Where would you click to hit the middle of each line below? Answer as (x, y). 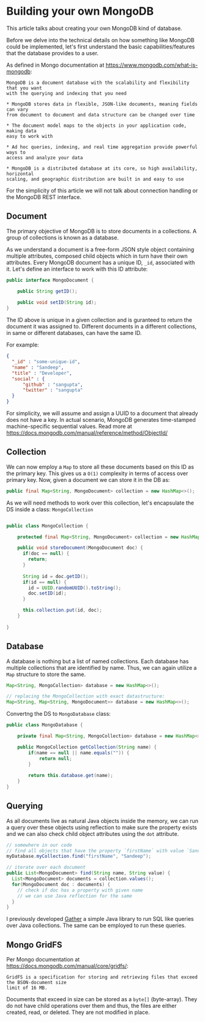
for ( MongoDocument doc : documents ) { (61, 884)
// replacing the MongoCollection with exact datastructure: (86, 696)
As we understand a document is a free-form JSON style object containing (100, 249)
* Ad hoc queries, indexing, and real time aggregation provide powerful (102, 147)
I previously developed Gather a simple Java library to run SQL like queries (100, 919)
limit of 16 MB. (27, 988)
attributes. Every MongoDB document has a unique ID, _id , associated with (101, 262)
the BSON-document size (37, 983)
